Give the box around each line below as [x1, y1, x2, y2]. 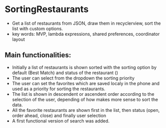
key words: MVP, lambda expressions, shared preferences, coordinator [12, 31, 160, 37]
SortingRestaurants [5, 4, 89, 15]
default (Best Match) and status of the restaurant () [12, 70, 119, 76]
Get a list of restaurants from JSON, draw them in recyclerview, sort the [12, 20, 161, 26]
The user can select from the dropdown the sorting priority [12, 75, 135, 81]
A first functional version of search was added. [12, 117, 109, 124]
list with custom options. [12, 25, 63, 31]
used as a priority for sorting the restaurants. [12, 86, 105, 92]
